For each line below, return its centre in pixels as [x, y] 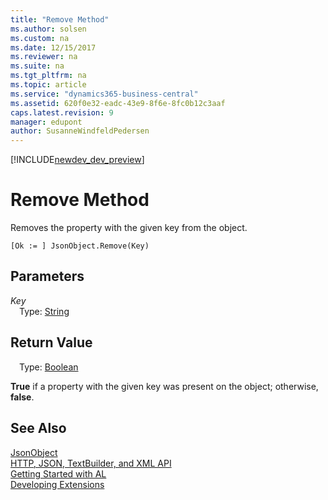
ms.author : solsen [48, 29]
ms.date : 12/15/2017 [53, 47]
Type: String [44, 311]
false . [22, 397]
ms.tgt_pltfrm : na [48, 76]
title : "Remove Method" [60, 19]
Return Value [51, 342]
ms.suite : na [37, 66]
